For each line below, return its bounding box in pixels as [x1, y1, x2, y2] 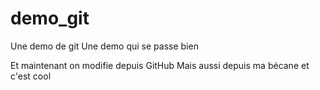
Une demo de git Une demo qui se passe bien [10, 40, 199, 52]
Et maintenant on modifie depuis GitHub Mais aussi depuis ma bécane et [10, 59, 310, 71]
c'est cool [10, 70, 52, 82]
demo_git [10, 7, 90, 30]
